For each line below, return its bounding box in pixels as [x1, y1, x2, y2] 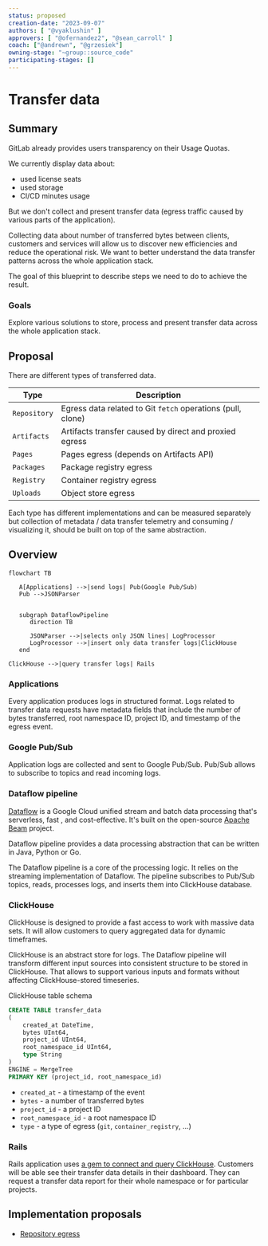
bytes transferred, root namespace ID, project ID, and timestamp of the [8, 713, 241, 723]
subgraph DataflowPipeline [18, 611, 109, 619]
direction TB [29, 618, 73, 626]
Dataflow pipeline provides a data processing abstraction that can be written [8, 839, 260, 848]
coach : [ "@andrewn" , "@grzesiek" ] [8, 41, 124, 49]
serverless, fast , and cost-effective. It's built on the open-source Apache [8, 815, 250, 824]
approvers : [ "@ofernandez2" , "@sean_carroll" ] [8, 33, 173, 42]
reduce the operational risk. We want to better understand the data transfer [8, 247, 255, 257]
